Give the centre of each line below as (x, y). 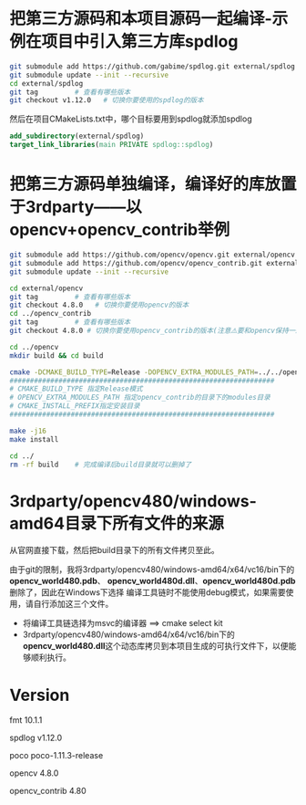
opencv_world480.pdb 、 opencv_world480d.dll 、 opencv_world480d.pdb (153, 581)
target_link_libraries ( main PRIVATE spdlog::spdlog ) (112, 145)
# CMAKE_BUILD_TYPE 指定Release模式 (76, 389)
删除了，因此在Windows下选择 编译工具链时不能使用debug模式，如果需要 (148, 592)
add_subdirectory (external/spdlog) (77, 136)
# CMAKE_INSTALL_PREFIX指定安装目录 (75, 406)
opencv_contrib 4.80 (48, 791)
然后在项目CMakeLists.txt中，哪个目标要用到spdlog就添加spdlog (131, 119)
